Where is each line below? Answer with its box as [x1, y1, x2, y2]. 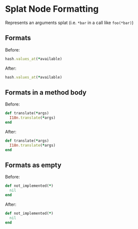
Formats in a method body [5, 88, 87, 97]
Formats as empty [5, 161, 62, 169]
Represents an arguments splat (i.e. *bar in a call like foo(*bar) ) [5, 20, 134, 25]
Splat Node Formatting [5, 3, 99, 15]
